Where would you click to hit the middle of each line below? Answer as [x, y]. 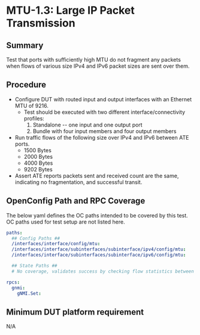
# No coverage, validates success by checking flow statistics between [103, 271]
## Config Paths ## [36, 238]
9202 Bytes [38, 169]
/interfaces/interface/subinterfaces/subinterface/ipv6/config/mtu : [99, 255]
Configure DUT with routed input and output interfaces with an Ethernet [103, 99]
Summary [25, 45]
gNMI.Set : [29, 293]
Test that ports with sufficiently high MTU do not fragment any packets [94, 60]
